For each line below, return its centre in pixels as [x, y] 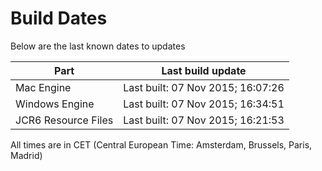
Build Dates [59, 18]
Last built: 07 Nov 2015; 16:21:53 [204, 120]
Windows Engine [55, 104]
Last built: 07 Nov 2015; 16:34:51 [204, 104]
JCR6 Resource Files [64, 120]
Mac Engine [43, 87]
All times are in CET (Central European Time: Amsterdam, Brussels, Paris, [161, 144]
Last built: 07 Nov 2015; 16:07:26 [204, 87]
